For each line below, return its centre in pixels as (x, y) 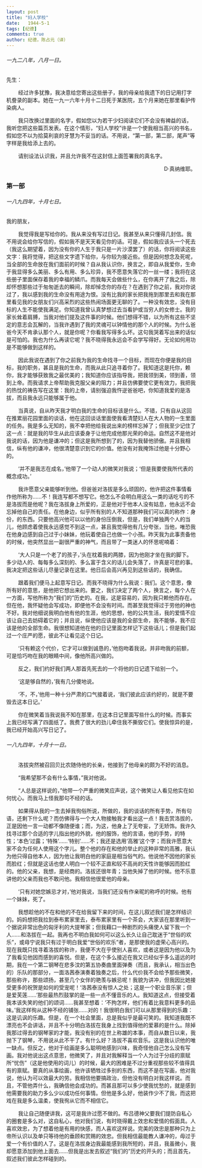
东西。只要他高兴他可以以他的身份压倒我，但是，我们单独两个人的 (103, 519)
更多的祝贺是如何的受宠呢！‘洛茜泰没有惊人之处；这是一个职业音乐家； (99, 987)
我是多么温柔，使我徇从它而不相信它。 (64, 1100)
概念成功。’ (19, 476)
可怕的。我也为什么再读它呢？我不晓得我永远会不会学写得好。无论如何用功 (103, 340)
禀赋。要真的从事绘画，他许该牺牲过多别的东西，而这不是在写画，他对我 (106, 1070)
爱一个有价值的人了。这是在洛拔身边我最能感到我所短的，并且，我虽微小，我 (101, 1143)
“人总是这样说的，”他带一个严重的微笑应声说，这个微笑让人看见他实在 (103, 790)
